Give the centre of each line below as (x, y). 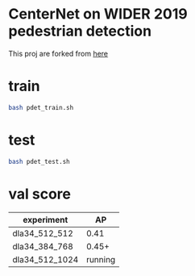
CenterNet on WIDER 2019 (98, 14)
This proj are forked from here (58, 53)
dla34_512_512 (43, 233)
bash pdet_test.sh (39, 161)
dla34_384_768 (43, 246)
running (101, 259)
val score (39, 194)
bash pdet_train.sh (41, 107)
